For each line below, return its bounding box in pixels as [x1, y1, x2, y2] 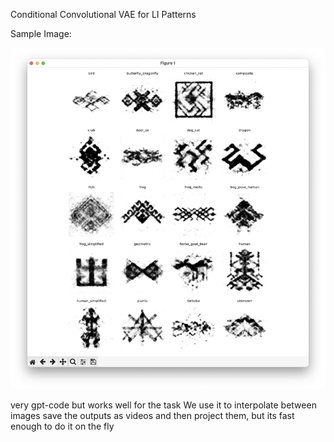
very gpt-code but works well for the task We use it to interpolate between [10, 399, 317, 411]
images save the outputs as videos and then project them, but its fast [10, 409, 295, 421]
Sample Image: [10, 28, 72, 39]
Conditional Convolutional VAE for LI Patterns [10, 9, 197, 20]
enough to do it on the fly [10, 420, 115, 432]
